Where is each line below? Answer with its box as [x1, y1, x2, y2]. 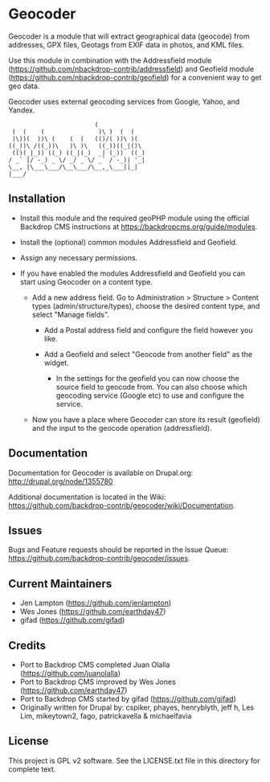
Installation [8, 192, 66, 206]
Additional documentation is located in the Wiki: [8, 492, 166, 502]
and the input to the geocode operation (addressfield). [31, 423, 212, 432]
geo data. [8, 81, 40, 91]
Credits [8, 638, 47, 652]
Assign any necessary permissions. [19, 252, 138, 262]
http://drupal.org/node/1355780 [8, 476, 113, 486]
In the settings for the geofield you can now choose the [55, 373, 239, 383]
